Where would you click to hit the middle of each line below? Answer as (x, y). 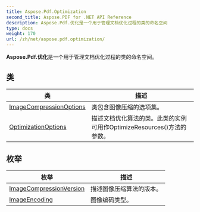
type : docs (20, 28)
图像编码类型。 (111, 200)
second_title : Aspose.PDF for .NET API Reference (69, 17)
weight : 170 (21, 34)
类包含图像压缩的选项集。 (127, 107)
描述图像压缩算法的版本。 (126, 189)
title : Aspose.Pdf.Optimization (46, 12)
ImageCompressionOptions (48, 106)
